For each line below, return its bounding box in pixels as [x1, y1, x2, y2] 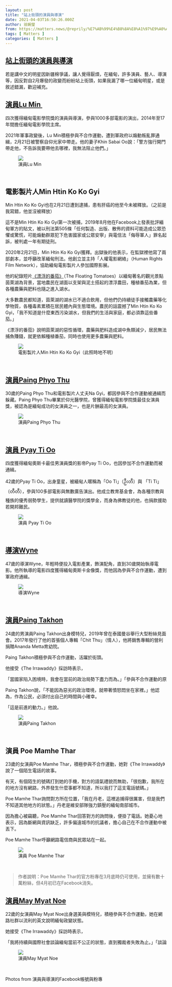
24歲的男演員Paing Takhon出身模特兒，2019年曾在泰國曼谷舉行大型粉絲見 [5, 630, 162, 636]
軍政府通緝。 [5, 573, 32, 579]
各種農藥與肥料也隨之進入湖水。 [5, 286, 73, 292]
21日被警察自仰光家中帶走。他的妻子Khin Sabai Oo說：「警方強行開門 [21, 138, 166, 145]
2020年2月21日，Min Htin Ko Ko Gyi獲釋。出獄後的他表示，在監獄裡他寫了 [5, 249, 162, 255]
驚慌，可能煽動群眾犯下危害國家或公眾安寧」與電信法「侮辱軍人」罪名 [14, 232, 162, 238]
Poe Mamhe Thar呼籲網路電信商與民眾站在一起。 [5, 837, 109, 843]
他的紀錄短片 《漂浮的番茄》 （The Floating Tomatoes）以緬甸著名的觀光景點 [5, 273, 164, 279]
